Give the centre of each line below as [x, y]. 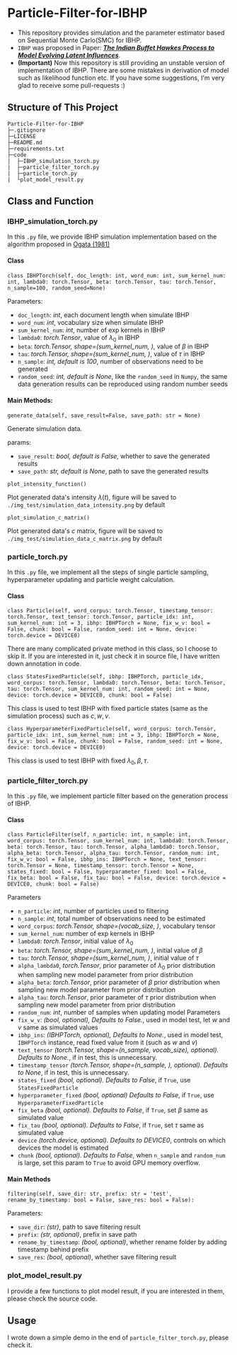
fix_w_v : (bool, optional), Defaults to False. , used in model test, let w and [124, 1020]
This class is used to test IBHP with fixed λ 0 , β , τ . [78, 761]
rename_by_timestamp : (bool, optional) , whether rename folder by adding [122, 1242]
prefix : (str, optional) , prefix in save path [77, 1235]
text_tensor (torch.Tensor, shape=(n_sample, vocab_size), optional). [118, 1050]
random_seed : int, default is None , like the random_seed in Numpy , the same [122, 377]
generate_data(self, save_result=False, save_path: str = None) [104, 416]
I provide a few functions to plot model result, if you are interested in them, [116, 1291]
